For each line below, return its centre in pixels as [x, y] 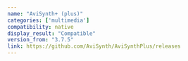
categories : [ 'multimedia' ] [49, 20]
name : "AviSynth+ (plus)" [45, 14]
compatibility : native [40, 27]
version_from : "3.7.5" [40, 40]
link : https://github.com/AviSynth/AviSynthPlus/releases [94, 46]
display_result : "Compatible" [52, 33]
